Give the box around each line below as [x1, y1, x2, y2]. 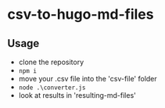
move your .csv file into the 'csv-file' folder [18, 74, 157, 83]
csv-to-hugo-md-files [7, 5, 154, 23]
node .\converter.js [18, 84, 86, 92]
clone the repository [18, 57, 84, 67]
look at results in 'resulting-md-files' [18, 91, 136, 99]
